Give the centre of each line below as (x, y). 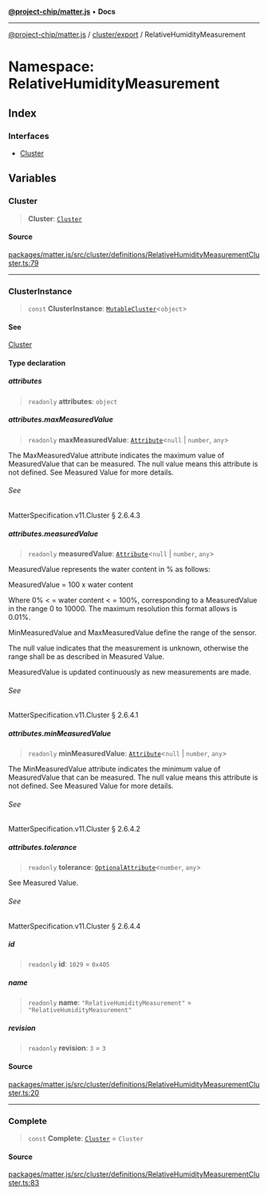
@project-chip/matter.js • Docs (62, 12)
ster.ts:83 (24, 1183)
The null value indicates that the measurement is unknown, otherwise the (128, 648)
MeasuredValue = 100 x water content (71, 584)
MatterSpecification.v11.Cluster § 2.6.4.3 (75, 515)
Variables (33, 179)
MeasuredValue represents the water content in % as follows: (109, 569)
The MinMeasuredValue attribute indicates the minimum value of (114, 769)
